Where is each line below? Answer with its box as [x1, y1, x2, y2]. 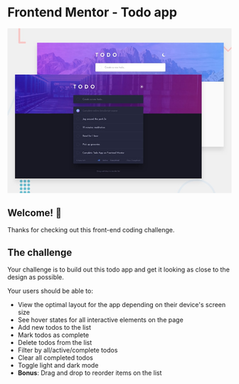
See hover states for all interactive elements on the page [17, 316, 184, 324]
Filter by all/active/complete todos [17, 346, 118, 355]
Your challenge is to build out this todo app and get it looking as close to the [7, 265, 230, 274]
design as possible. [7, 273, 64, 281]
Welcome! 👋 [7, 207, 62, 219]
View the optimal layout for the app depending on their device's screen [17, 301, 226, 309]
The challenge [7, 247, 73, 259]
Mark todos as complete [17, 331, 90, 339]
